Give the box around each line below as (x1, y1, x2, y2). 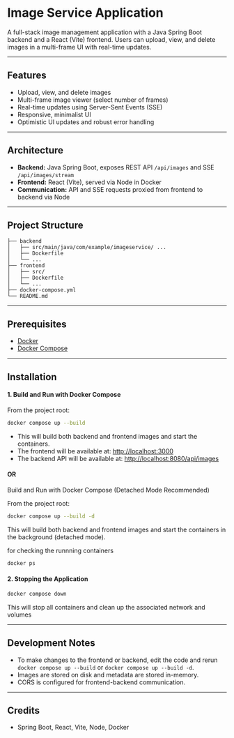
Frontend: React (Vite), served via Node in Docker (17, 178, 162, 186)
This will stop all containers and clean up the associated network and (7, 603, 205, 611)
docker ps (7, 559, 36, 566)
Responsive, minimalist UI (17, 110, 92, 119)
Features (7, 70, 47, 82)
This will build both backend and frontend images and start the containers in (7, 525, 226, 534)
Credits (7, 705, 40, 716)
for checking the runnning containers (7, 546, 114, 555)
